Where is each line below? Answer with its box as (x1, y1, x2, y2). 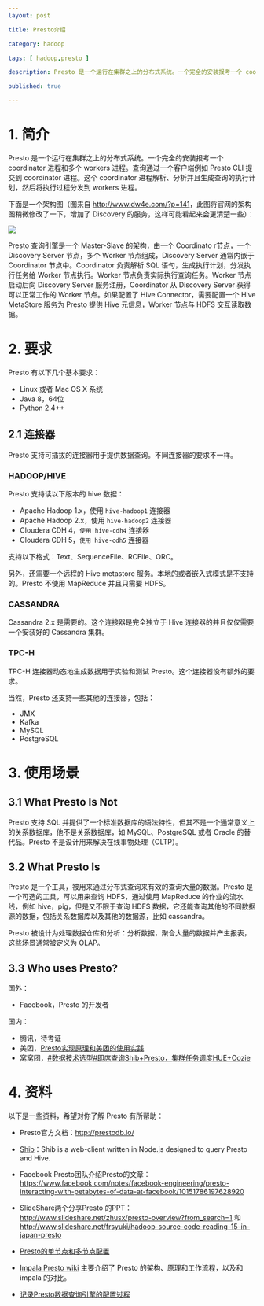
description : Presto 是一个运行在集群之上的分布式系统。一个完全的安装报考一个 (8, 68, 243, 76)
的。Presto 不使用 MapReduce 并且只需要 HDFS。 (8, 578, 170, 588)
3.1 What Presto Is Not (8, 795, 118, 809)
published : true (8, 83, 61, 90)
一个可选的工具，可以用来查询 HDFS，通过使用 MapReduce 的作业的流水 (8, 892, 244, 902)
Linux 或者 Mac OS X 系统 (19, 384, 104, 393)
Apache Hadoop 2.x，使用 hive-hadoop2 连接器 (19, 515, 172, 525)
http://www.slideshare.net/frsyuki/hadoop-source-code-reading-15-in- (19, 1222, 250, 1231)
